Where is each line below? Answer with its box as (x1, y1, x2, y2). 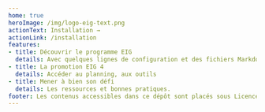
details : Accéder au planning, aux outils (15, 70, 157, 78)
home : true (8, 11, 44, 20)
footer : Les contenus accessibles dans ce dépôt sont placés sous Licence (8, 92, 259, 100)
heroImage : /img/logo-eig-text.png (8, 19, 125, 27)
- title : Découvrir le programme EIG (8, 48, 132, 56)
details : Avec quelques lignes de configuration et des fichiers (15, 56, 235, 64)
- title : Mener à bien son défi (8, 77, 114, 85)
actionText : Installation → (8, 26, 101, 34)
